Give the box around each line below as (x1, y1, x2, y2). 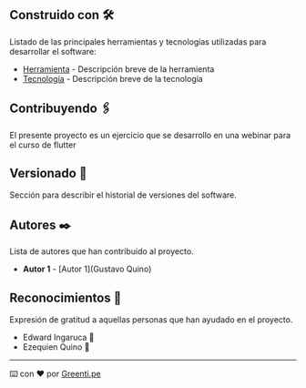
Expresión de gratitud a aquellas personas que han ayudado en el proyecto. (9, 314, 293, 325)
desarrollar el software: (9, 46, 97, 56)
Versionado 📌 (9, 166, 87, 181)
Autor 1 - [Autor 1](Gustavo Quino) (22, 263, 152, 275)
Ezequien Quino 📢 (22, 342, 90, 352)
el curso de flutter (9, 139, 76, 150)
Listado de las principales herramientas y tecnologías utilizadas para (9, 36, 267, 47)
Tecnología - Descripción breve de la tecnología (22, 73, 203, 84)
